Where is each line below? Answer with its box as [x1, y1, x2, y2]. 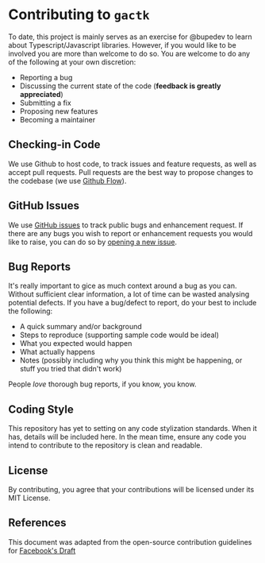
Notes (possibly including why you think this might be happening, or [19, 355, 243, 365]
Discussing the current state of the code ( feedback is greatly [19, 81, 221, 91]
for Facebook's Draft [8, 546, 76, 555]
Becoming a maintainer [19, 115, 96, 124]
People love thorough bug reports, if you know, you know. [8, 379, 197, 389]
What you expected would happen [19, 339, 132, 348]
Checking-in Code [8, 138, 101, 152]
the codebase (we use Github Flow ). [8, 176, 127, 185]
